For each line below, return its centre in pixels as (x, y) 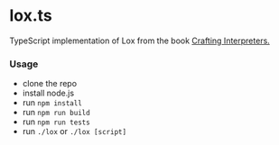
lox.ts (31, 16)
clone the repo (50, 84)
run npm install (52, 103)
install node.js (48, 93)
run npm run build (56, 113)
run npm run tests (56, 122)
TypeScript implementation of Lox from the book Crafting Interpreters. (140, 41)
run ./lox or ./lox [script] (74, 131)
